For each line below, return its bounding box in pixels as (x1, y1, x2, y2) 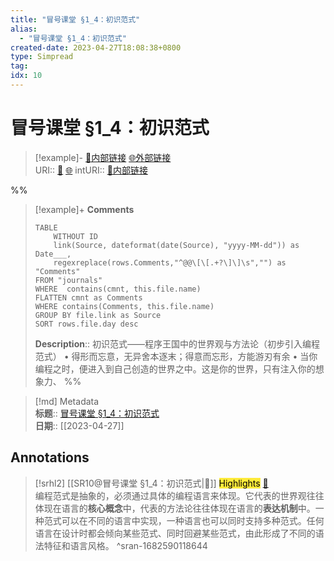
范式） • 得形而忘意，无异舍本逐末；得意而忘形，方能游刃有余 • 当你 (34, 350, 318, 362)
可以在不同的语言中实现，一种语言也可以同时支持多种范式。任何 (61, 514, 325, 526)
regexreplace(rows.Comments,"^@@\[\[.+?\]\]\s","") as (53, 257, 287, 268)
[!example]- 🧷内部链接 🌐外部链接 (34, 151, 172, 163)
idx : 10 (10, 71, 43, 81)
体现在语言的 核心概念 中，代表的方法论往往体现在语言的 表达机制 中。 (34, 502, 316, 514)
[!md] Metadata (34, 395, 100, 407)
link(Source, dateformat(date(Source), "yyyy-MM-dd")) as (53, 240, 300, 250)
